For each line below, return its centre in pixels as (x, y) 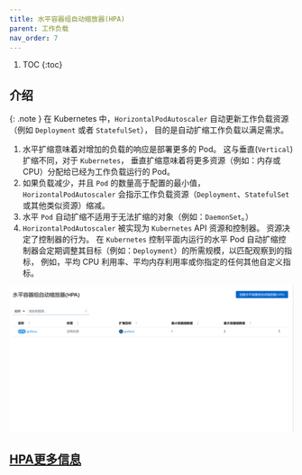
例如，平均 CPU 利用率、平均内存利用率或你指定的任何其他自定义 (162, 262)
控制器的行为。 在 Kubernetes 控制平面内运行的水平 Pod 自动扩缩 (158, 240)
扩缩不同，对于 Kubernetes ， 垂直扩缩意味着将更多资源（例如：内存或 (151, 160)
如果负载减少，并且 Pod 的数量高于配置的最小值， (114, 183)
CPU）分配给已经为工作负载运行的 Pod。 (99, 172)
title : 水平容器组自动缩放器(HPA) (67, 19)
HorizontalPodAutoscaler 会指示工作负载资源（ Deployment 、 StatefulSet (156, 195)
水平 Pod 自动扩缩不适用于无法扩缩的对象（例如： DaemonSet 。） (138, 217)
